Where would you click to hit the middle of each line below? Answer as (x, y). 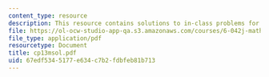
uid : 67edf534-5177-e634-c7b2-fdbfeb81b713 (82, 61)
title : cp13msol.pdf (43, 53)
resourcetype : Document (48, 46)
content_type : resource (48, 16)
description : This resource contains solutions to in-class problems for (134, 23)
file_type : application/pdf (55, 38)
